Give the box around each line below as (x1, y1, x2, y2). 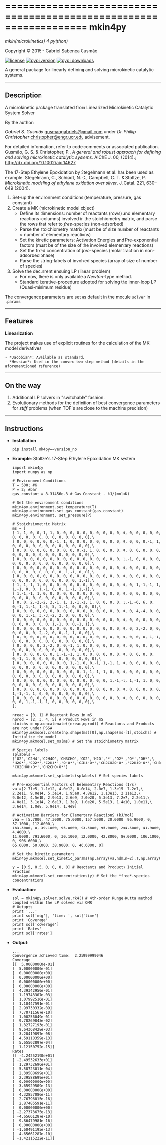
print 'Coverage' (12, 918, 48, 923)
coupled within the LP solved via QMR (12, 900, 92, 905)
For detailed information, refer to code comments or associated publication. (5, 143, 159, 149)
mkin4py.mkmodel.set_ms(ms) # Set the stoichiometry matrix (12, 739, 139, 744)
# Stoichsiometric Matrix (12, 522, 66, 527)
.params (5, 299, 21, 304)
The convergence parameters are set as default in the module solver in (5, 294, 151, 300)
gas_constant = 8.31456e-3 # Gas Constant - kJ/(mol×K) (12, 492, 130, 497)
